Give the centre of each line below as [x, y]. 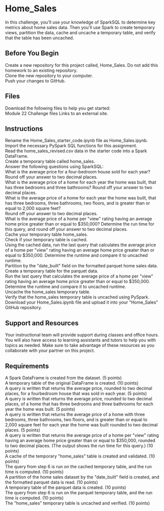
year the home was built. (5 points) [40, 409]
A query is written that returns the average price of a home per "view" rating [82, 435]
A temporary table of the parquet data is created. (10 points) [66, 487]
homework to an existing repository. [41, 70]
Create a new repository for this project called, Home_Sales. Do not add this [82, 65]
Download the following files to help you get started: [58, 108]
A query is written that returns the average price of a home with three [75, 414]
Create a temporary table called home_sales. [50, 161]
